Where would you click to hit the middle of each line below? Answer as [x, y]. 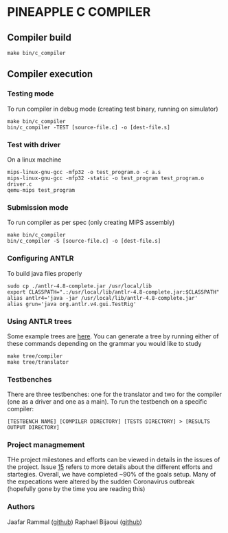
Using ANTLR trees [39, 321]
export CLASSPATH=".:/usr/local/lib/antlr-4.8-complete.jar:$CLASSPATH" [113, 292]
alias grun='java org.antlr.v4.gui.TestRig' [72, 304]
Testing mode [31, 94]
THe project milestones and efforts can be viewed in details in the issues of [114, 460]
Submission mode [38, 207]
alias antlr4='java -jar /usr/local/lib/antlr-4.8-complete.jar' [102, 298]
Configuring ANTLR [41, 259]
